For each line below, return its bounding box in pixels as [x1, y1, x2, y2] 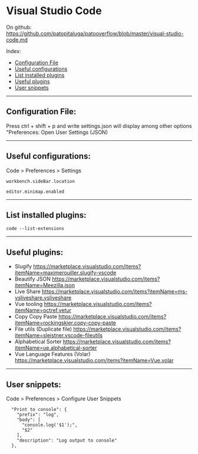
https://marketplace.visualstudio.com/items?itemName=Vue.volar [14, 357, 174, 364]
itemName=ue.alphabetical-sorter [14, 344, 97, 351]
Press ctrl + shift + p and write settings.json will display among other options [6, 122, 192, 129]
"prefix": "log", [16, 412, 60, 417]
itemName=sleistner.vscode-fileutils [14, 332, 103, 339]
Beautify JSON [14, 275, 51, 282]
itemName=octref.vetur [14, 307, 72, 314]
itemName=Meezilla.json [14, 282, 75, 289]
